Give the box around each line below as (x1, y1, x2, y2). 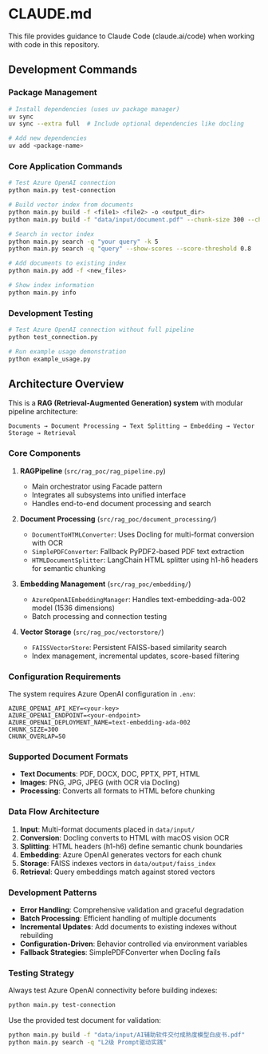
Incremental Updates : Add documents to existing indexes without (19, 921, 237, 932)
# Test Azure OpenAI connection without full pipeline (8, 325, 195, 334)
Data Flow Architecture (8, 806, 100, 817)
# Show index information (8, 281, 94, 289)
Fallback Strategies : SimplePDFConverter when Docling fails (19, 947, 221, 956)
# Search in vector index (8, 230, 94, 238)
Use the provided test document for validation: (8, 1016, 161, 1025)
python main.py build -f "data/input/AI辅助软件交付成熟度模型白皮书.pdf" (8, 1031, 246, 1040)
